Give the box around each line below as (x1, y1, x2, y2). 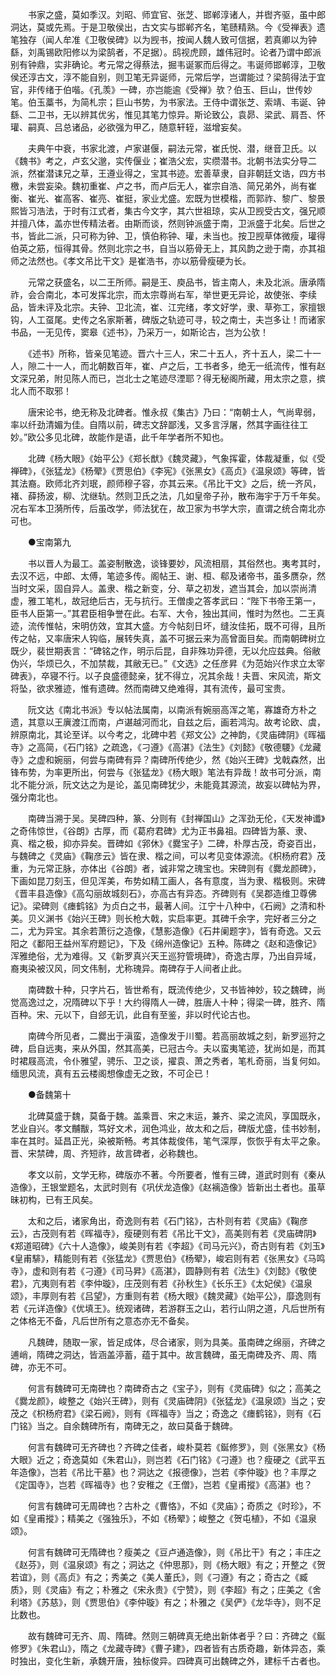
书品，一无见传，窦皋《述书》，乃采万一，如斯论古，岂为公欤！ (10, 326, 269, 338)
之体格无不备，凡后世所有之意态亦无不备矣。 (10, 1315, 195, 1327)
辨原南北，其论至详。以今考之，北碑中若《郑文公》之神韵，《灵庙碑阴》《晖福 (10, 729, 326, 740)
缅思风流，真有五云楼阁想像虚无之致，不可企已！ (10, 1068, 212, 1079)
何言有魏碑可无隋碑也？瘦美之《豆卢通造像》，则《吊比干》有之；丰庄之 (27, 1546, 322, 1558)
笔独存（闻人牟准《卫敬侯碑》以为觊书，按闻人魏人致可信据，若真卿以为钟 (10, 34, 317, 45)
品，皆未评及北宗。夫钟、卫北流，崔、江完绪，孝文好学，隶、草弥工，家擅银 (10, 301, 326, 313)
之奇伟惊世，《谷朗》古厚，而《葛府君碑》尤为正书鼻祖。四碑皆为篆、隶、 (10, 825, 313, 837)
